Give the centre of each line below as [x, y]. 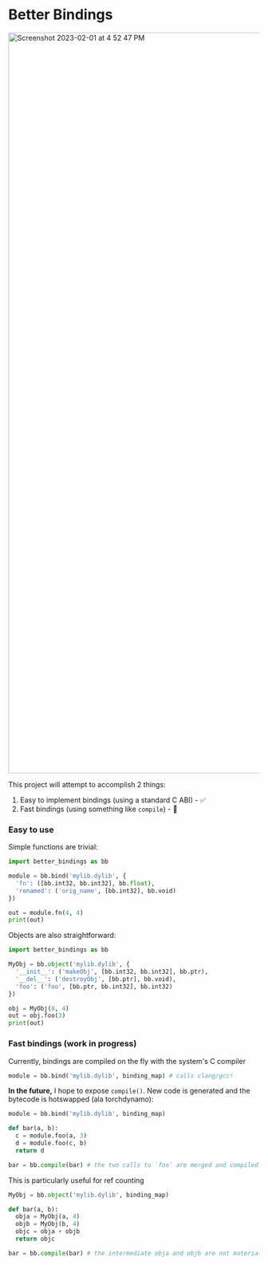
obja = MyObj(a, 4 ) [48, 1217]
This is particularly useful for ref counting [77, 1180]
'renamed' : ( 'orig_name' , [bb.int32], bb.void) [96, 891]
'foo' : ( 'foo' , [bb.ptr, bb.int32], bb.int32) [94, 987]
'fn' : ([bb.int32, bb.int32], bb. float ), [85, 883]
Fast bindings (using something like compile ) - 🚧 [99, 809]
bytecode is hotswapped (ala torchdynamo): [81, 1099]
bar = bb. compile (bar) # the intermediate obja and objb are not [119, 1253]
